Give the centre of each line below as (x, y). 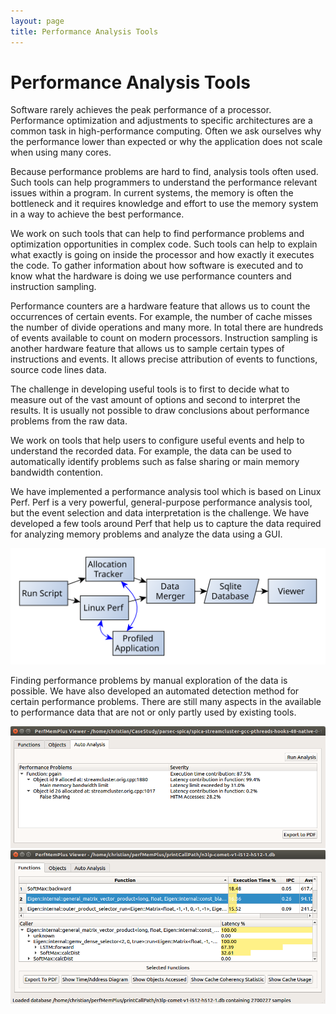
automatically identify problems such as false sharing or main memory (155, 462)
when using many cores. (61, 152)
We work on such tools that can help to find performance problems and (157, 234)
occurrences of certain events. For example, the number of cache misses (161, 317)
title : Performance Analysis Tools (84, 31)
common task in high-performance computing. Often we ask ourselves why (166, 131)
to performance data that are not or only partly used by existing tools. (153, 712)
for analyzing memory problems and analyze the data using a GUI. (146, 534)
